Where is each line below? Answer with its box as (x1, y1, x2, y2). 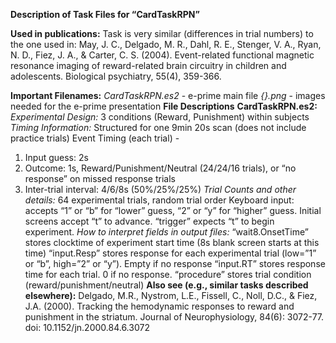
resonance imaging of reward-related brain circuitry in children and (10, 60, 287, 71)
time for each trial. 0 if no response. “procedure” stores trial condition (24, 269, 312, 280)
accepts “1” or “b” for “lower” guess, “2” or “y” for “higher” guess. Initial (24, 205, 322, 216)
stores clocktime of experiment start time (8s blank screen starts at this (24, 237, 320, 248)
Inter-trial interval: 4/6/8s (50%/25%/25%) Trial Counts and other (24, 184, 297, 195)
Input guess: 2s (24, 152, 89, 163)
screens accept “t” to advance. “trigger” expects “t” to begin (24, 215, 275, 227)
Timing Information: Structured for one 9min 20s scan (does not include (10, 122, 307, 133)
